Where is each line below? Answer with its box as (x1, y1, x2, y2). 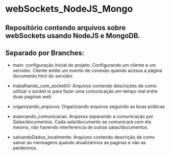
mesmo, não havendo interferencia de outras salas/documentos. (12, 124, 149, 131)
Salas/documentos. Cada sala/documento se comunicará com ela (12, 119, 152, 125)
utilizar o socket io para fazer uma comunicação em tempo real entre (12, 88, 158, 94)
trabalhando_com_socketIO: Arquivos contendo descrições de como (12, 83, 157, 89)
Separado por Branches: (5, 48, 85, 57)
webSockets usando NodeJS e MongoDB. (5, 31, 140, 40)
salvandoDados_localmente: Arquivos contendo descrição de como (12, 134, 155, 140)
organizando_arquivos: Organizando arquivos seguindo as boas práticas (12, 103, 165, 110)
